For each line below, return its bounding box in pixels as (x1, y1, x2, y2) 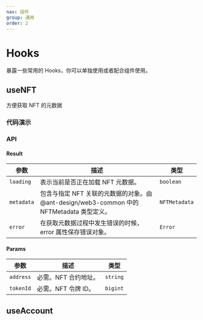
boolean (159, 178, 182, 185)
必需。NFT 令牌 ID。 (37, 285, 95, 293)
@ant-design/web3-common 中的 (40, 198, 139, 207)
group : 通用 (6, 15, 34, 21)
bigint (105, 285, 124, 292)
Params (6, 245, 26, 252)
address (9, 273, 31, 281)
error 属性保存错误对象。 (40, 228, 111, 237)
